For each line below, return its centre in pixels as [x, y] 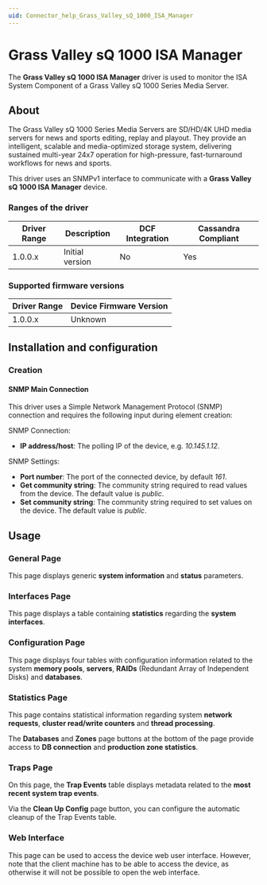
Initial [74, 251]
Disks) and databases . [46, 677]
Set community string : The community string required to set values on [136, 503]
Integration [147, 238]
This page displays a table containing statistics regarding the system [122, 614]
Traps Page [31, 767]
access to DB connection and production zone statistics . [103, 747]
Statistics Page [38, 697]
